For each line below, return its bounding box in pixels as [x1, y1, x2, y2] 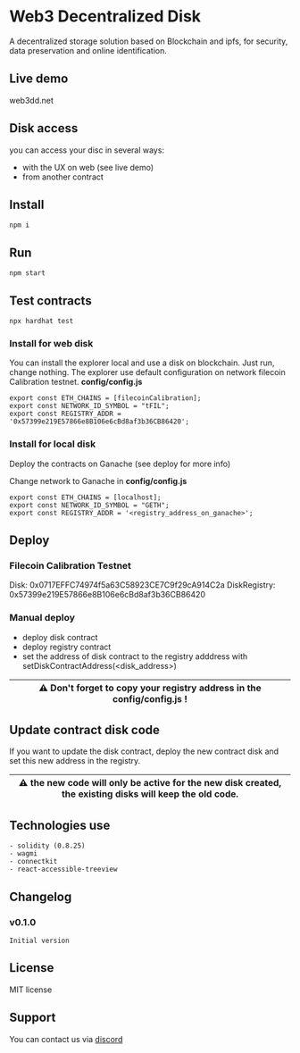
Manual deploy [9, 612, 76, 624]
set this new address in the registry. [9, 756, 141, 766]
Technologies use [9, 817, 111, 832]
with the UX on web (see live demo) [21, 162, 154, 172]
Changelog [9, 889, 72, 904]
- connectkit [9, 857, 58, 866]
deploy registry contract [21, 641, 112, 652]
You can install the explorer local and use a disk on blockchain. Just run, [9, 357, 275, 368]
